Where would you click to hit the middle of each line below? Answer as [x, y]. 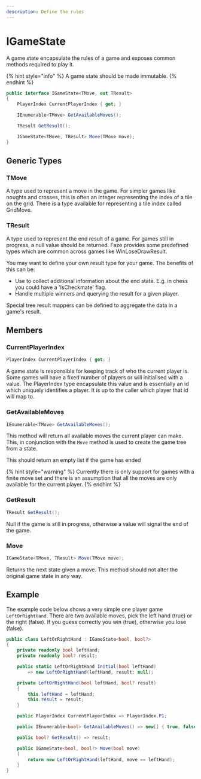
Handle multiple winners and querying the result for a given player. [97, 293]
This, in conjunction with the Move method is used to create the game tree [96, 442]
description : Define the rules [45, 12]
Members [25, 331]
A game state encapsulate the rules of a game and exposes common [91, 58]
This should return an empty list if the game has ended [74, 460]
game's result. [24, 311]
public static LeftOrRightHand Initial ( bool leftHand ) [87, 667]
